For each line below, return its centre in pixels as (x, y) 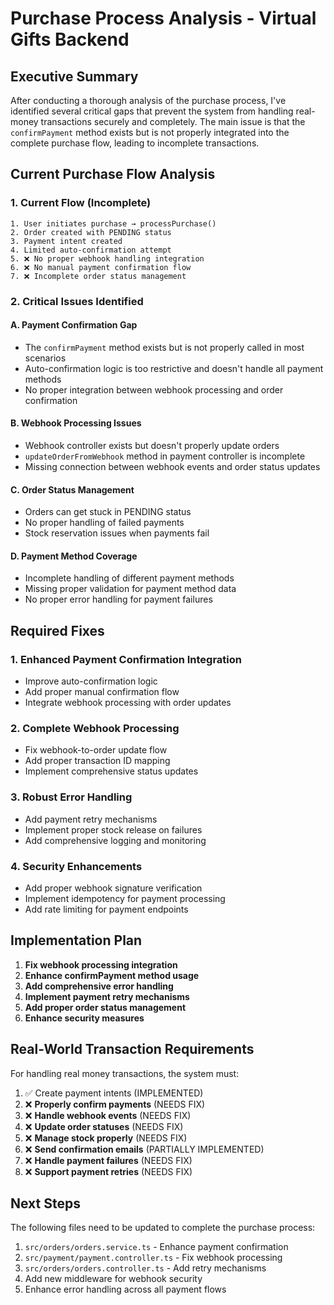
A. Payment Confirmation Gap (74, 325)
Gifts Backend (70, 39)
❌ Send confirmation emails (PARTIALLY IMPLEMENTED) (144, 1149)
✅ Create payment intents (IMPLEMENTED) (114, 1093)
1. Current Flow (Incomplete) (81, 203)
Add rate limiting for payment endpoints (106, 909)
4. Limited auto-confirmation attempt (91, 250)
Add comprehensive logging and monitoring (115, 840)
